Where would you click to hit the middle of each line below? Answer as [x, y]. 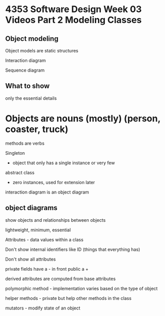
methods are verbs [25, 143]
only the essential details [31, 98]
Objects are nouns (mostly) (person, [83, 118]
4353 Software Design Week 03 [74, 9]
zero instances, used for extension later [54, 182]
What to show [27, 86]
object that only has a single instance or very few [64, 163]
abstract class [20, 172]
